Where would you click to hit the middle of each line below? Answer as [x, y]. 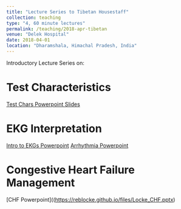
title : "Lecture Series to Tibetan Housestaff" [68, 12]
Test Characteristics [59, 88]
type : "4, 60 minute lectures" [46, 23]
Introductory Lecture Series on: [46, 63]
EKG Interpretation [54, 128]
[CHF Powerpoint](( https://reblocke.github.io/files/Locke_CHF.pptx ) [91, 199]
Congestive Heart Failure [70, 170]
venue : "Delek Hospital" [38, 35]
